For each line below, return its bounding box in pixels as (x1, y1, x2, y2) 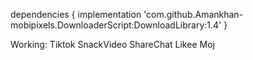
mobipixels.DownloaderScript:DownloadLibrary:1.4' (10, 19, 222, 31)
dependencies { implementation (10, 9, 142, 20)
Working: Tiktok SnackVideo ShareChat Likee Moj (10, 39, 215, 50)
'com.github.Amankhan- (143, 9, 244, 20)
